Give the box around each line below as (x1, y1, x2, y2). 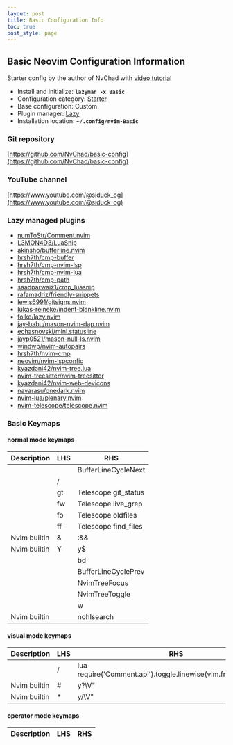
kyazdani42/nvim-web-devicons (17, 378, 111, 387)
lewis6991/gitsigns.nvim (17, 297, 87, 306)
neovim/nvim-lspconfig (17, 356, 85, 365)
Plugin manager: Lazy (17, 109, 80, 118)
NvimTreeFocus (77, 578, 129, 588)
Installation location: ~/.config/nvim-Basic (17, 117, 139, 125)
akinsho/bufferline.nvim (17, 246, 85, 254)
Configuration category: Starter (17, 95, 107, 103)
